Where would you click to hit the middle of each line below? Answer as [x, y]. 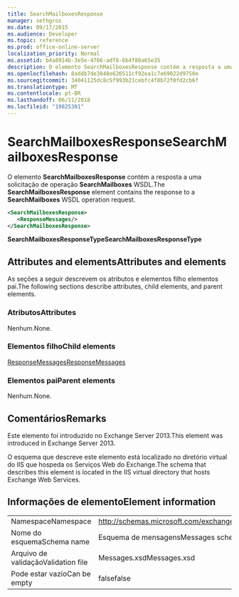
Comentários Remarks [57, 419]
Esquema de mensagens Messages [157, 537]
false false [115, 578]
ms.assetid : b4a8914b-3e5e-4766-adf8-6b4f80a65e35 [84, 61]
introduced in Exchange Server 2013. [62, 443]
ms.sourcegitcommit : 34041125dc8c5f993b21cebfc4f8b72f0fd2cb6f [103, 80]
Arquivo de [29, 553]
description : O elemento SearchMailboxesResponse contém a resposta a [114, 67]
